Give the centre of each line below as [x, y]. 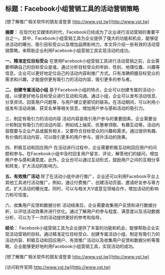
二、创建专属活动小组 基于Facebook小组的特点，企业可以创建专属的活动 [78, 89]
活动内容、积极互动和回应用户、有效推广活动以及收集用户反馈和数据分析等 [80, 240]
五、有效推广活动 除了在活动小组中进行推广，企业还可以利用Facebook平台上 [82, 176]
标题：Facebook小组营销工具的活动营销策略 [72, 9]
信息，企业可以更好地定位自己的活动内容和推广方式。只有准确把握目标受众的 [82, 73]
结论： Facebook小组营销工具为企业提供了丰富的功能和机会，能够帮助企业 [80, 228]
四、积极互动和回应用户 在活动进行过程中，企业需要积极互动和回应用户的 [79, 147]
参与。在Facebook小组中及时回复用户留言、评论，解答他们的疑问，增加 [86, 153]
